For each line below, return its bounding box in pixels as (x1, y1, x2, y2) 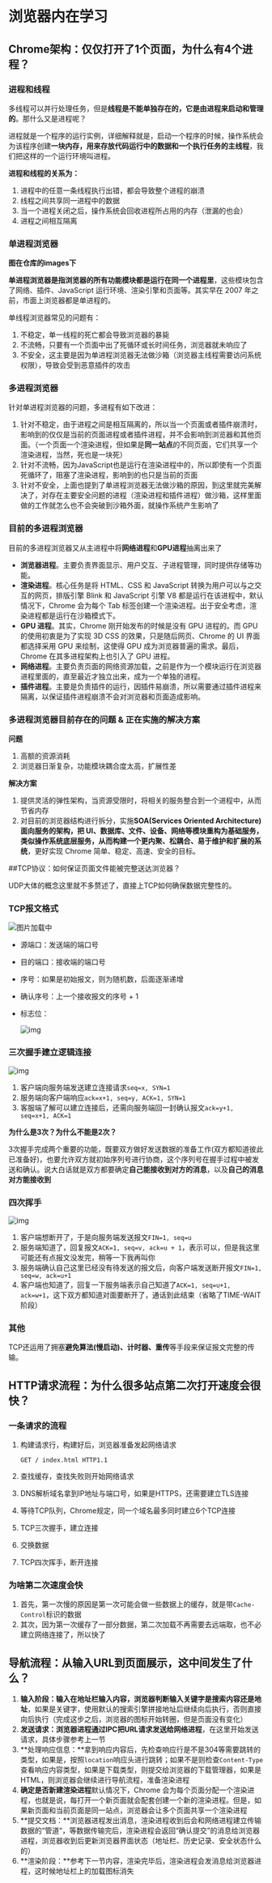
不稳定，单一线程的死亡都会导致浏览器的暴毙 (19, 330, 170, 340)
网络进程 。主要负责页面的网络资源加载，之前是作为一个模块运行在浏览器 (19, 661, 261, 671)
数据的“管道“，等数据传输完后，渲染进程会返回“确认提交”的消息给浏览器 (19, 1825, 261, 1835)
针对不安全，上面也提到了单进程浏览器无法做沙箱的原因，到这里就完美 (19, 480, 255, 490)
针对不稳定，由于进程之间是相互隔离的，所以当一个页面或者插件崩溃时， (19, 420, 261, 429)
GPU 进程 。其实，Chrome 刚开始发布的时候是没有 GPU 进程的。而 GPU (19, 620, 258, 630)
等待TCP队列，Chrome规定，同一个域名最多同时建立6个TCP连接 (19, 1506, 236, 1515)
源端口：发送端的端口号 (19, 940, 99, 950)
